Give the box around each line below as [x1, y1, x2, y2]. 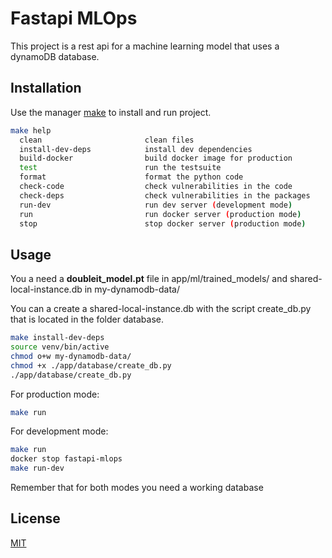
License [10, 510, 61, 527]
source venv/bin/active [10, 342, 110, 352]
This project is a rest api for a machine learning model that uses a [10, 40, 280, 52]
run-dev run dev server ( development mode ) [19, 200, 293, 210]
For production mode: [10, 388, 100, 400]
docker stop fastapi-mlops [10, 454, 123, 464]
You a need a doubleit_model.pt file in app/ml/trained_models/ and [10, 273, 288, 285]
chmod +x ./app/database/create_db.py [10, 360, 172, 371]
